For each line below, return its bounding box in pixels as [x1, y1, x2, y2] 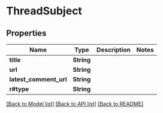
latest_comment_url [9, 75, 67, 83]
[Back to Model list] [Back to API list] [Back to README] [6, 100, 144, 107]
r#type [9, 85, 29, 93]
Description [96, 46, 131, 54]
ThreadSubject [6, 4, 83, 18]
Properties [6, 28, 47, 38]
